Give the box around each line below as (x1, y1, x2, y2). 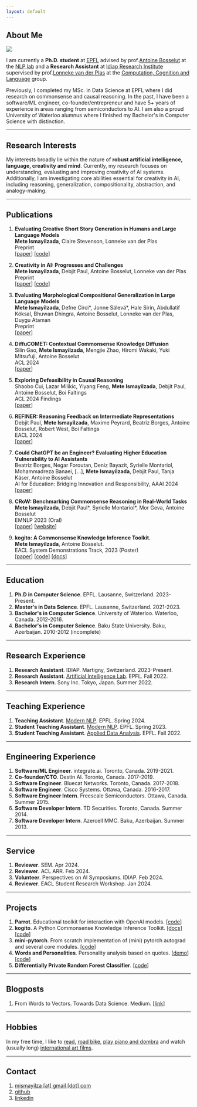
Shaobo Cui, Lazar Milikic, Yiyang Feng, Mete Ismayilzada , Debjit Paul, (14, 383, 186, 390)
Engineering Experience (6, 752, 96, 762)
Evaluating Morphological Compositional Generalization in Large (14, 291, 175, 299)
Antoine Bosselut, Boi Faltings (14, 389, 87, 396)
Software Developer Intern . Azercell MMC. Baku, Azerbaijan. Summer (14, 817, 185, 824)
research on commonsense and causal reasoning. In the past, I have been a (6, 93, 189, 100)
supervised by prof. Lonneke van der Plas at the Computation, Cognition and (6, 69, 189, 76)
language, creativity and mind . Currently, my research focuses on (6, 162, 167, 169)
